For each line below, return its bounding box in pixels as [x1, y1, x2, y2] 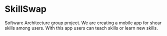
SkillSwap [4, 3, 47, 15]
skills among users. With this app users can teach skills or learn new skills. [4, 25, 158, 31]
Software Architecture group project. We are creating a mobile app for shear [4, 20, 162, 26]
